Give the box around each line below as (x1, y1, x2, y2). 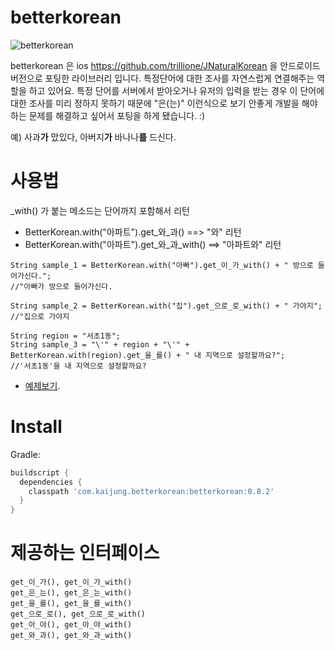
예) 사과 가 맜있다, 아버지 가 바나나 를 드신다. (10, 131, 177, 143)
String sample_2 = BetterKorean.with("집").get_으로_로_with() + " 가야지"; (10, 301, 323, 311)
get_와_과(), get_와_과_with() (10, 631, 133, 641)
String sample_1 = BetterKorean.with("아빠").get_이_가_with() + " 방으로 (10, 260, 314, 270)
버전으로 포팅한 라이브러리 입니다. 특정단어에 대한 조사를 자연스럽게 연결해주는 (10, 72, 315, 84)
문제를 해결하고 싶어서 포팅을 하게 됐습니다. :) (28, 109, 206, 121)
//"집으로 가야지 (10, 311, 70, 321)
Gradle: (10, 448, 41, 460)
